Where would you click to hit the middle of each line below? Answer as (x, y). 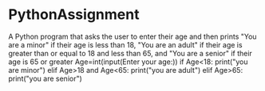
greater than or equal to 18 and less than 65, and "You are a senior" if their (131, 53)
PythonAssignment (74, 15)
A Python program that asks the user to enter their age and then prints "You (132, 36)
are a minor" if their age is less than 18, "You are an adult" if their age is (125, 44)
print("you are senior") (45, 78)
